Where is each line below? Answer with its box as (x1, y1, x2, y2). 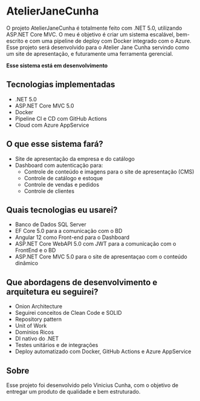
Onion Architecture (15, 303, 62, 310)
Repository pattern (15, 315, 62, 323)
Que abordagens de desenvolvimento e (6, 277, 158, 288)
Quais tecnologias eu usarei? (6, 204, 118, 215)
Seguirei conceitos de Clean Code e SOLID (15, 309, 122, 317)
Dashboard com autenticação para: (15, 161, 103, 169)
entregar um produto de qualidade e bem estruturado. (6, 388, 141, 395)
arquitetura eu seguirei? (6, 286, 98, 297)
